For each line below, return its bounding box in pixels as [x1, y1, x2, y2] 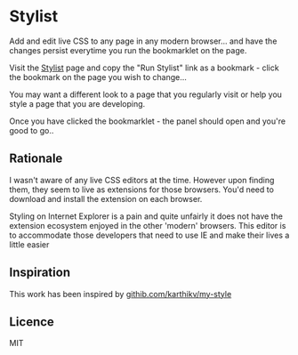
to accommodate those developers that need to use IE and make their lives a [9, 230, 290, 240]
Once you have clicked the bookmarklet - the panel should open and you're [9, 116, 286, 126]
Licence [9, 314, 55, 329]
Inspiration [9, 265, 71, 280]
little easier [9, 238, 50, 250]
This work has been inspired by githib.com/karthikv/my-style [9, 288, 232, 299]
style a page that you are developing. [9, 98, 146, 109]
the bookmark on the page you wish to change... [9, 71, 187, 82]
